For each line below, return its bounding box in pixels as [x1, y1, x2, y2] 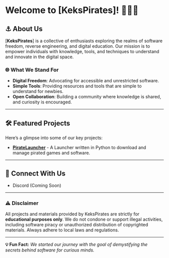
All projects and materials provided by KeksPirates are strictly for [5, 211, 140, 217]
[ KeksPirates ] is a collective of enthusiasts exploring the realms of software [5, 38, 162, 44]
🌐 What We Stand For [5, 66, 59, 73]
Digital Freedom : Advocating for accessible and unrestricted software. [12, 78, 159, 84]
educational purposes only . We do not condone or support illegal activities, [5, 216, 163, 222]
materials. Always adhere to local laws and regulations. [5, 227, 119, 233]
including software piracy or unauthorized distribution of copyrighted [5, 222, 148, 228]
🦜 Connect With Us [5, 169, 66, 178]
